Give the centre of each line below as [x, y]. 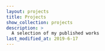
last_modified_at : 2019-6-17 [42, 39]
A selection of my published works [55, 33]
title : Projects [26, 17]
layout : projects [28, 11]
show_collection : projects [39, 22]
